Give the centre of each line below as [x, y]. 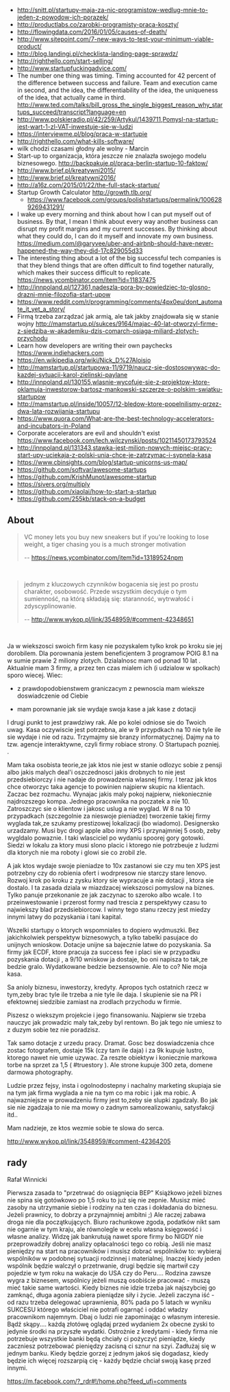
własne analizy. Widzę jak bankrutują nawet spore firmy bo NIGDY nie [105, 1236]
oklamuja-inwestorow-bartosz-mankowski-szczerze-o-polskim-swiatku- [120, 389]
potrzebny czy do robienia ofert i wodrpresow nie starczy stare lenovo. [107, 873]
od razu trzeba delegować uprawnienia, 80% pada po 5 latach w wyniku [109, 1302]
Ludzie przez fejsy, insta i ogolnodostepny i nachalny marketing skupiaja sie [114, 1085]
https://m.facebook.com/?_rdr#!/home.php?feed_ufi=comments [97, 1381]
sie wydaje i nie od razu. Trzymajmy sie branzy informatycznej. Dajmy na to [114, 737]
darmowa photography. [40, 1072]
